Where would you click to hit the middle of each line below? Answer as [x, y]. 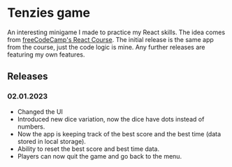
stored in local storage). [51, 141]
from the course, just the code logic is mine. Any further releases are [106, 47]
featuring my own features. [46, 55]
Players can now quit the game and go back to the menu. [100, 156]
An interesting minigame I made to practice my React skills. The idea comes [116, 32]
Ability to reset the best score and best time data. [88, 149]
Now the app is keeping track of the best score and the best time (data [119, 133]
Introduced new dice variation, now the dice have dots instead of [111, 119]
